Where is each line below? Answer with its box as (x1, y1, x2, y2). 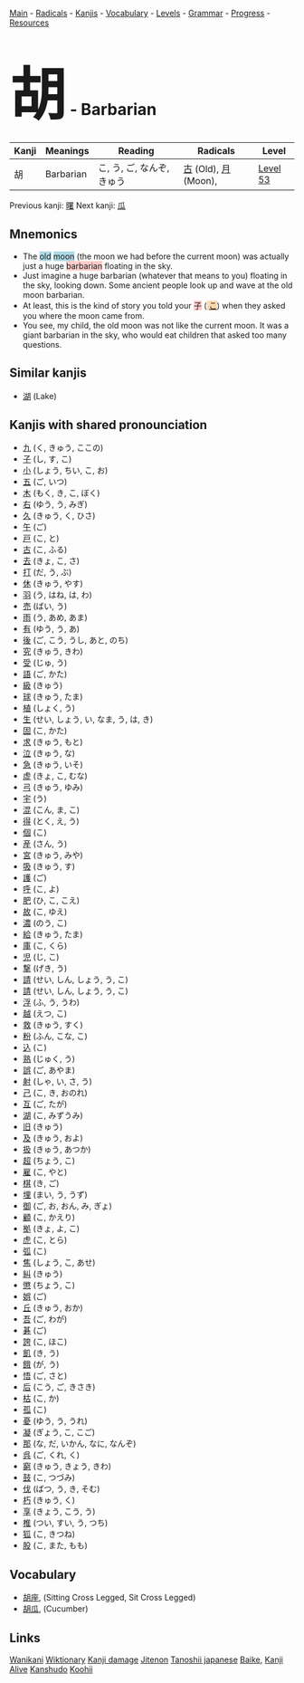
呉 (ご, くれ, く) (22, 1449, 80, 1460)
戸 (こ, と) (22, 533, 60, 544)
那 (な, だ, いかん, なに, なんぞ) (22, 1439, 137, 1449)
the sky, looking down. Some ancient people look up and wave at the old (22, 280, 293, 291)
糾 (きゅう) (22, 1268, 63, 1279)
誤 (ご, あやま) (22, 1065, 75, 1076)
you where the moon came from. (22, 310, 145, 320)
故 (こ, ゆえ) (22, 906, 68, 917)
